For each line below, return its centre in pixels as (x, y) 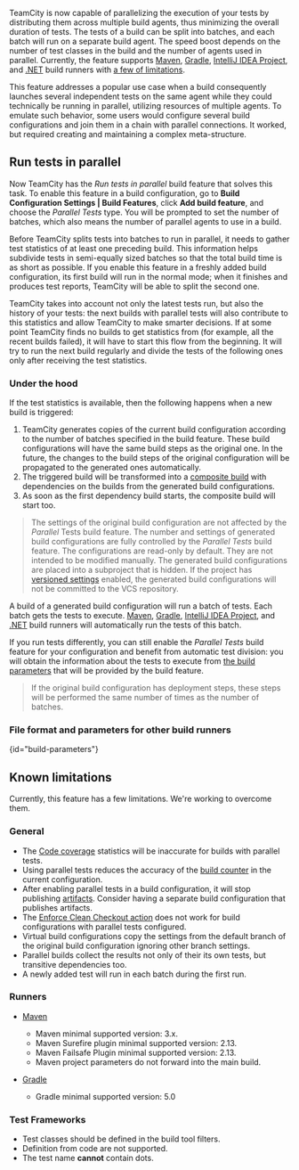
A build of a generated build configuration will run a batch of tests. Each (141, 606)
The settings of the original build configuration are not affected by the (159, 523)
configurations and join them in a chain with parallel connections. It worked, (148, 125)
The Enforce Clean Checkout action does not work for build (131, 917)
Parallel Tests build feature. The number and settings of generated (153, 532)
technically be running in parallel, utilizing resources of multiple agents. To (145, 106)
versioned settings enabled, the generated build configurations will (154, 579)
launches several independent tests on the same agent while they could (141, 96)
